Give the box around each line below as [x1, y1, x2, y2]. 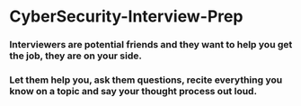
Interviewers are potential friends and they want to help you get [9, 39, 293, 51]
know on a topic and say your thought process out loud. [9, 85, 258, 98]
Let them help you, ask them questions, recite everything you [9, 74, 283, 86]
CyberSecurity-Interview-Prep [9, 6, 243, 27]
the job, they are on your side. [9, 49, 142, 62]
